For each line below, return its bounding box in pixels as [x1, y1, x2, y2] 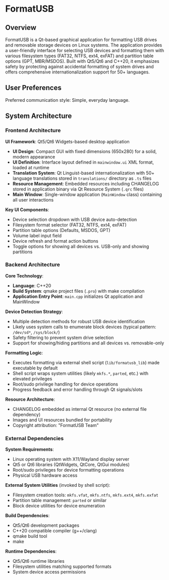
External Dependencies [5, 435, 64, 442]
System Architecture [5, 112, 72, 121]
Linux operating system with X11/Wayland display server [12, 456, 130, 462]
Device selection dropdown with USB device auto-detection [12, 216, 137, 222]
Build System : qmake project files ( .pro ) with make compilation [12, 288, 145, 294]
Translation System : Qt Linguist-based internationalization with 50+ [12, 170, 155, 176]
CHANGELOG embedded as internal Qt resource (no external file [12, 406, 147, 412]
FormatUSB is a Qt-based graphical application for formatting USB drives [5, 36, 157, 43]
